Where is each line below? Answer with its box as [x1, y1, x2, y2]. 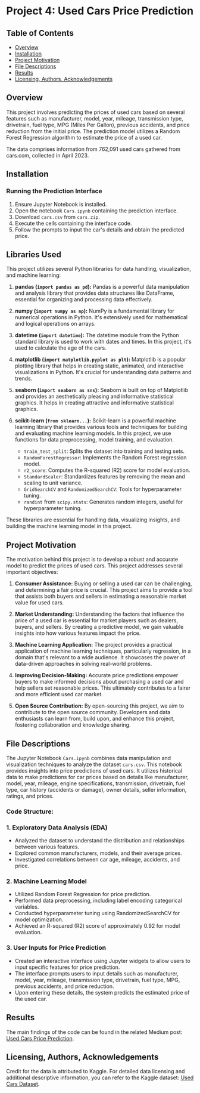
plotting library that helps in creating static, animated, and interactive [14, 362, 184, 369]
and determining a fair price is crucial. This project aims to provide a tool [14, 586, 193, 594]
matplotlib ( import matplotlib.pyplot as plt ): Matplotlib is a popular [14, 356, 186, 363]
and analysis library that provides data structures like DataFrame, [14, 289, 174, 297]
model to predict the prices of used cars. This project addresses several [6, 562, 183, 569]
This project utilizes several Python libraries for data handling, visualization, [6, 265, 192, 273]
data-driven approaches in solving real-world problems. [14, 660, 152, 668]
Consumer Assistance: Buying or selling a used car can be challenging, [14, 580, 192, 587]
